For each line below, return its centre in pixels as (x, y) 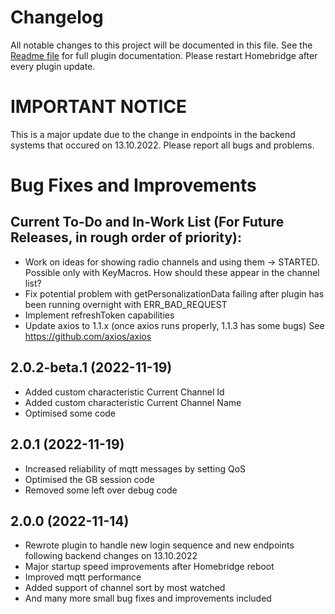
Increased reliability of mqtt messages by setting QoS (135, 468)
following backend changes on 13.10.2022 (111, 556)
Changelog (57, 17)
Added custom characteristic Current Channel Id (124, 392)
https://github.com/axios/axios (88, 336)
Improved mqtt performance (83, 577)
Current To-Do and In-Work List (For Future (147, 222)
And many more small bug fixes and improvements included (148, 598)
